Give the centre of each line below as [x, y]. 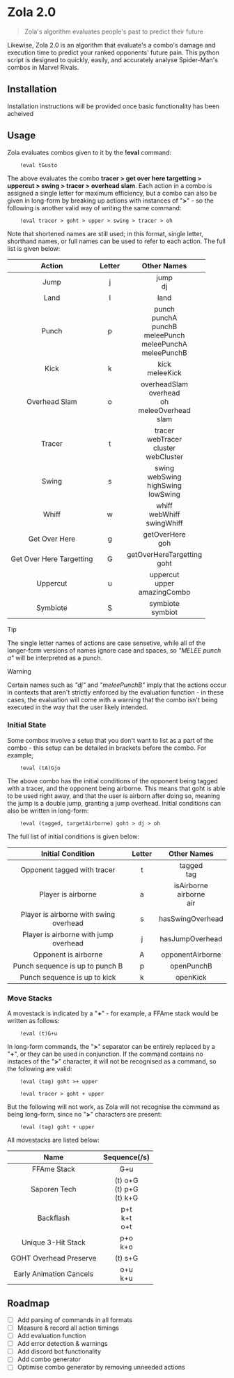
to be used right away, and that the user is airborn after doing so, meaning [114, 796]
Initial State [27, 725]
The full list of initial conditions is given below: [73, 836]
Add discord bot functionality [59, 1351]
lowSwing [165, 494]
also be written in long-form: [48, 811]
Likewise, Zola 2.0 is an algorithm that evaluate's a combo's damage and [111, 45]
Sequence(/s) [126, 1157]
